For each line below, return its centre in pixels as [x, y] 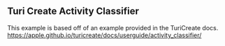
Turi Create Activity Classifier [73, 11]
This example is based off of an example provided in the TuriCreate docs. [113, 27]
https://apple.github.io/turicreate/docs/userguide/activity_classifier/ [104, 35]
